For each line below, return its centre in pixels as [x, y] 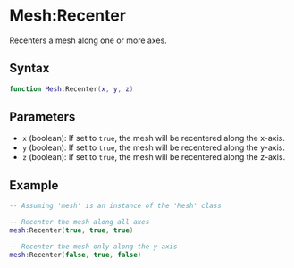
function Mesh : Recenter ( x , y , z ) [71, 89]
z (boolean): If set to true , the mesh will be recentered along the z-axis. [154, 157]
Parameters [42, 117]
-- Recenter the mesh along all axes [80, 222]
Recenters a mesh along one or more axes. [88, 40]
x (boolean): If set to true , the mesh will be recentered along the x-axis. [154, 138]
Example [34, 185]
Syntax [29, 68]
